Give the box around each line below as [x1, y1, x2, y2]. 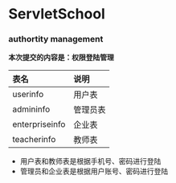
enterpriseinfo [12, 119, 66, 130]
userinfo [12, 89, 44, 100]
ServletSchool [8, 5, 106, 23]
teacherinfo [12, 134, 56, 145]
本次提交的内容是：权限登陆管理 [8, 53, 114, 63]
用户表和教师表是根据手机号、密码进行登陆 [19, 157, 162, 166]
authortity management [8, 34, 104, 45]
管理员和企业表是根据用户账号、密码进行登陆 [19, 166, 169, 177]
